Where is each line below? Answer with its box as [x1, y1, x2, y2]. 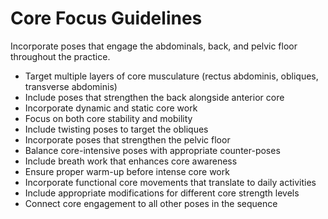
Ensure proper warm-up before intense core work [24, 165, 230, 177]
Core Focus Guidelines [10, 7, 203, 30]
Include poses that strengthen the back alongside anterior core [24, 91, 285, 103]
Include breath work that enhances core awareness [24, 155, 238, 167]
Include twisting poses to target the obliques [24, 123, 209, 135]
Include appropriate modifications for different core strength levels [24, 187, 300, 199]
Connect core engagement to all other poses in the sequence [24, 197, 278, 209]
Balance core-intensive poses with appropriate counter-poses [24, 144, 281, 156]
